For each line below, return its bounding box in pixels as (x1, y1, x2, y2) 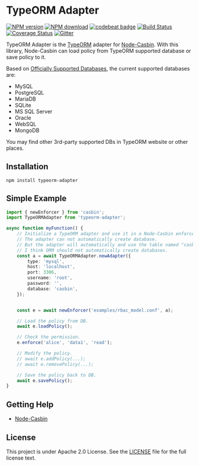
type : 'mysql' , (27, 258, 65, 264)
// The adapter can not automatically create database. (17, 236, 158, 243)
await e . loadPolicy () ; (17, 323, 73, 329)
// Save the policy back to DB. (17, 372, 97, 378)
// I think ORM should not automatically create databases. (17, 247, 168, 253)
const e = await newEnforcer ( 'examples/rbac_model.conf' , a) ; (17, 307, 174, 313)
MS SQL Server (14, 108, 53, 115)
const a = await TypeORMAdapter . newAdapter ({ (17, 253, 131, 259)
